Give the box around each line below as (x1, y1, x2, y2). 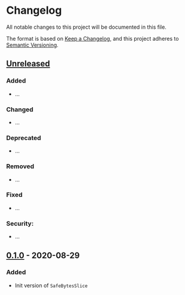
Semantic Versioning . (6, 41, 58, 48)
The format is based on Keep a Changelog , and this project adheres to (6, 35, 179, 42)
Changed (6, 105, 34, 114)
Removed (6, 162, 35, 171)
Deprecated (6, 133, 42, 142)
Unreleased (6, 59, 51, 69)
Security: (6, 219, 34, 227)
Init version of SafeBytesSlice (14, 282, 88, 289)
